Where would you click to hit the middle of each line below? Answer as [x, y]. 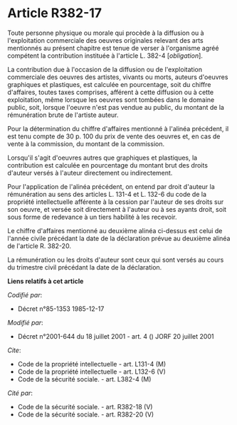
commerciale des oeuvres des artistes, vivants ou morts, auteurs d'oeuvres [118, 77]
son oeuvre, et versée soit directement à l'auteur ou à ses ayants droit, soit [117, 209]
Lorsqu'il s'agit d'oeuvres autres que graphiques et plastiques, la [102, 158]
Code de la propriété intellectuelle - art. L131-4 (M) [92, 364]
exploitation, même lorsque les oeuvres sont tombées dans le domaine [111, 99]
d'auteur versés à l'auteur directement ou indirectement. [90, 173]
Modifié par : [26, 322]
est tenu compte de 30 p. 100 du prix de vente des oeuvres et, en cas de [114, 136]
